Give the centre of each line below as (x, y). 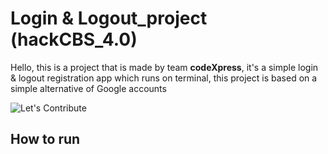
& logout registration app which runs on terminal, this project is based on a (164, 78)
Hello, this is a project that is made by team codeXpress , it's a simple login (164, 67)
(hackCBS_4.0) (74, 39)
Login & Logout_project (109, 18)
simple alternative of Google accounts (88, 88)
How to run (45, 139)
